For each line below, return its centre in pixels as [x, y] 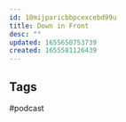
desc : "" [25, 34]
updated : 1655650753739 [53, 42]
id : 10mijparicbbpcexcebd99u [63, 17]
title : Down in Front [49, 26]
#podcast [27, 108]
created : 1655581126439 [53, 51]
